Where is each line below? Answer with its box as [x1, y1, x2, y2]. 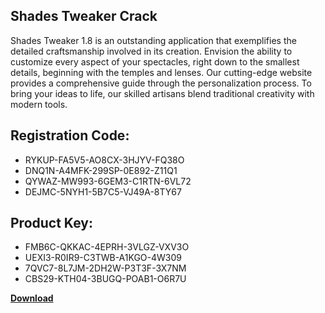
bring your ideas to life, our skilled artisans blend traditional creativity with [10, 87, 315, 99]
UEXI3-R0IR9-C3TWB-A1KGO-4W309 [24, 252, 182, 264]
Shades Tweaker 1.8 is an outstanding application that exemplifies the [10, 34, 297, 46]
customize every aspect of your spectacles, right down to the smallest [10, 55, 300, 68]
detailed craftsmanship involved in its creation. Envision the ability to [10, 45, 293, 57]
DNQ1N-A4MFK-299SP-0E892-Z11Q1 [24, 164, 178, 176]
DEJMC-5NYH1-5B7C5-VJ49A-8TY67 [24, 185, 182, 198]
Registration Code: [10, 127, 130, 144]
